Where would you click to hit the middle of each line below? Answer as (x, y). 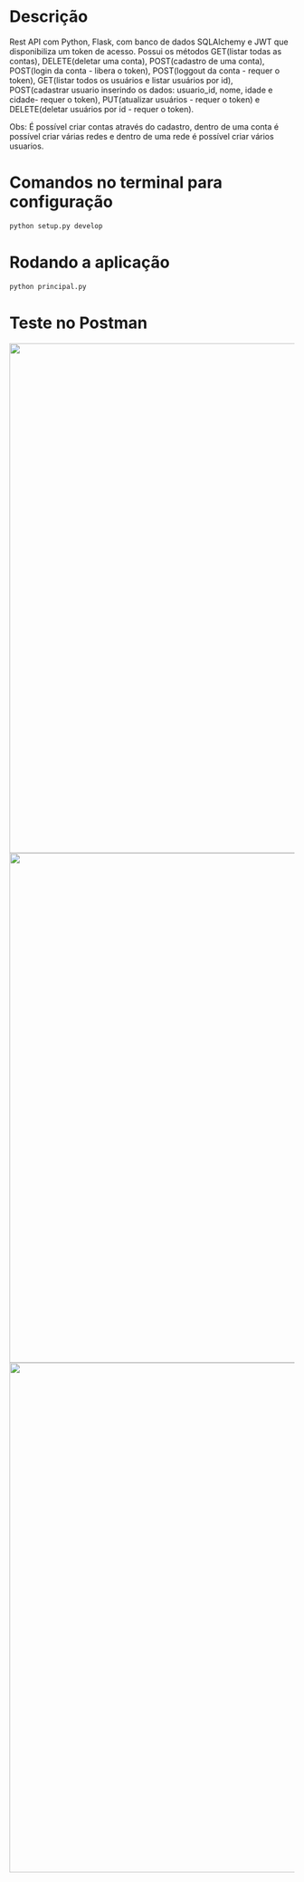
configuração (61, 202)
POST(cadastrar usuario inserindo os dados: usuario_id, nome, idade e (141, 90)
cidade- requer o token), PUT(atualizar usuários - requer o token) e (135, 99)
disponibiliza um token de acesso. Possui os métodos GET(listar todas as (146, 51)
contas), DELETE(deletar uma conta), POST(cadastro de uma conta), (137, 61)
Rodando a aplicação (90, 262)
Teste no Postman (78, 323)
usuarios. (27, 146)
